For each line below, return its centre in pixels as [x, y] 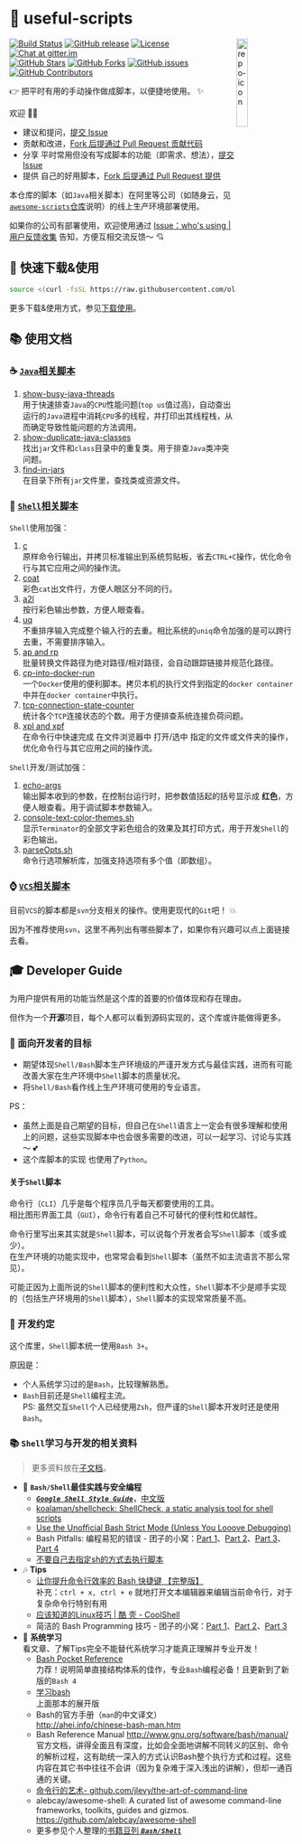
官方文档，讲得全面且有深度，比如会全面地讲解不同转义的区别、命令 [162, 1745]
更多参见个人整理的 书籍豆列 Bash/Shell [109, 1830]
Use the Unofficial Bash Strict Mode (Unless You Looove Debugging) [163, 1528]
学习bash [53, 1692]
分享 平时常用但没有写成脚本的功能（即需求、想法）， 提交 [128, 155]
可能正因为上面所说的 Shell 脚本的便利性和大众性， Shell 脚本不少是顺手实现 [148, 1287]
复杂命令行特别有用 [72, 1603]
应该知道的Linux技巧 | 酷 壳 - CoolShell [108, 1614]
